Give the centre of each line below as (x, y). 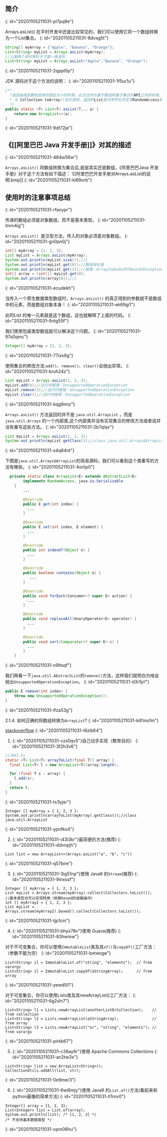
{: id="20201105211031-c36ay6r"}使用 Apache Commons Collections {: (85, 1051)
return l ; (20, 788)
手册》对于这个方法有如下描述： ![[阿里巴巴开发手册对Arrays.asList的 (76, 174)
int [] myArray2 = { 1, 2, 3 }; (39, 902)
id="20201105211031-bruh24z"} (38, 372)
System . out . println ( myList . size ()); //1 (46, 260)
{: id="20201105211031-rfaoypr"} (39, 210)
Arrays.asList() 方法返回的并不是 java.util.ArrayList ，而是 (69, 414)
